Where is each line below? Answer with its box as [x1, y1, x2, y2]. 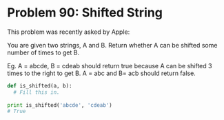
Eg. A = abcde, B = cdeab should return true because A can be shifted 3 [7, 61, 212, 70]
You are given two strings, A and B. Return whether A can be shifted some [7, 41, 218, 49]
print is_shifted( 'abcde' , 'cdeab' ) [7, 101, 112, 108]
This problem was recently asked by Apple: [7, 28, 130, 36]
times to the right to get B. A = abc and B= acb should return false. [7, 69, 196, 77]
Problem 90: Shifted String [7, 5, 163, 21]
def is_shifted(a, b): [7, 82, 72, 89]
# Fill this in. [13, 88, 60, 96]
